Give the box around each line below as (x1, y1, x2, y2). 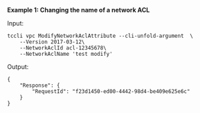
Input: (7, 19, 24, 27)
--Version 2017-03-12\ (19, 39, 85, 45)
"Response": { (19, 82, 60, 89)
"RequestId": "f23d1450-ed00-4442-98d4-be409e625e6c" (32, 88, 190, 95)
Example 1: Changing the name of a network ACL (7, 6, 150, 14)
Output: (7, 63, 29, 71)
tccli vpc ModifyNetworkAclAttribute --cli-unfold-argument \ (7, 32, 194, 39)
